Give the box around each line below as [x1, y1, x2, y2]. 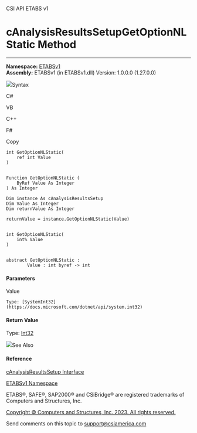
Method [37, 38, 77, 52]
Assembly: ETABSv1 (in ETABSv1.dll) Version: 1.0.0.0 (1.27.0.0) [6, 69, 157, 76]
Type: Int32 [6, 330, 34, 337]
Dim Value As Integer [6, 201, 59, 207]
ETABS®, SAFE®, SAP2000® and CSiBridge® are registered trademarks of [6, 391, 185, 398]
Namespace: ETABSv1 [6, 63, 60, 70]
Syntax [12, 81, 29, 88]
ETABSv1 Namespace [6, 380, 58, 387]
